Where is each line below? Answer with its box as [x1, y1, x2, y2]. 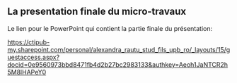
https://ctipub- [7, 38, 50, 46]
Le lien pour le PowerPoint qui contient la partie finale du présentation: [7, 24, 213, 32]
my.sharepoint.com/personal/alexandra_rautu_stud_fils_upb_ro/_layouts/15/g [7, 45, 231, 53]
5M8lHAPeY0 [7, 68, 47, 76]
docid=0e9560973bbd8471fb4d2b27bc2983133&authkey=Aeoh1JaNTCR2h [7, 60, 229, 69]
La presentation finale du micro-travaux [7, 6, 186, 18]
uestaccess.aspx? [7, 53, 60, 61]
